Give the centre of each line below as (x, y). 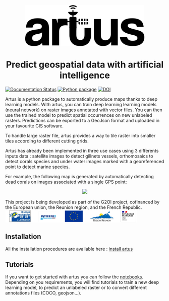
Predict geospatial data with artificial (85, 65)
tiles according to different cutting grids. (47, 141)
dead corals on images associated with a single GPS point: (66, 182)
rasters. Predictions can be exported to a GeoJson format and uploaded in (82, 120)
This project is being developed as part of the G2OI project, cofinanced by (82, 202)
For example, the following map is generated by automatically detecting (79, 176)
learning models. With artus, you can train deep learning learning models (81, 104)
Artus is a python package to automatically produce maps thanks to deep (81, 99)
